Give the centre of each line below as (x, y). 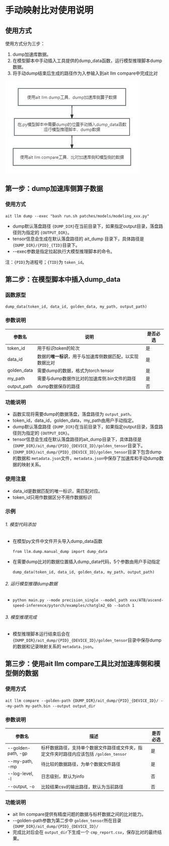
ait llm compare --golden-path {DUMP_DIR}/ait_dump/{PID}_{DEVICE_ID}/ (82, 701)
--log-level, (20, 774)
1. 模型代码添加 (21, 525)
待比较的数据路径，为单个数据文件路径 (81, 764)
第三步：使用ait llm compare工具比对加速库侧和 (79, 664)
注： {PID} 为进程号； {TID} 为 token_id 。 (46, 262)
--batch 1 (124, 605)
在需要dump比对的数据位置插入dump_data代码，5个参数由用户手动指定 (86, 561)
